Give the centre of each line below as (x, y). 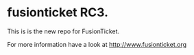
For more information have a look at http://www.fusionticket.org (97, 44)
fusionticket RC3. (58, 13)
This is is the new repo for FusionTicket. (63, 31)
